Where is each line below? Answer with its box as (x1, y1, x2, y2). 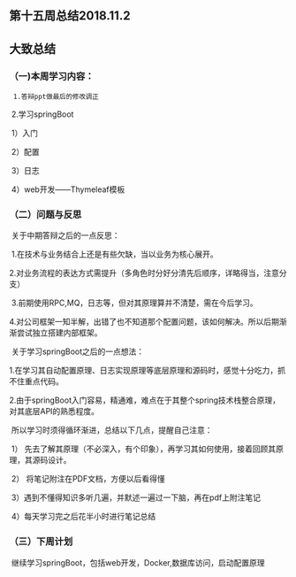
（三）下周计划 (9, 535, 73, 548)
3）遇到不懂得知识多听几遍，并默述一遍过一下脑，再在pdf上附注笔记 (11, 492, 261, 503)
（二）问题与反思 (9, 209, 82, 220)
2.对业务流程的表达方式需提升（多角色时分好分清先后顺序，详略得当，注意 (9, 268, 280, 279)
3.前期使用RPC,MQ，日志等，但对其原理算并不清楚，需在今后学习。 (11, 297, 258, 308)
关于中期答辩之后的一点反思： (11, 230, 120, 241)
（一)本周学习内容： (9, 70, 95, 82)
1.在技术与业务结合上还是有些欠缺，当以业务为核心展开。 (11, 249, 218, 259)
